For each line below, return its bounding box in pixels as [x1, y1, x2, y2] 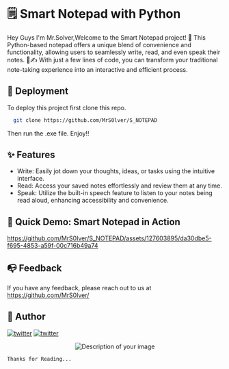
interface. [16, 175, 44, 183]
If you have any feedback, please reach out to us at [7, 284, 152, 292]
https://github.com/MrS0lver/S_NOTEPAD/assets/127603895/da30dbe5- [7, 234, 212, 242]
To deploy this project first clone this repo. [7, 103, 126, 112]
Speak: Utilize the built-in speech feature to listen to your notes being [16, 189, 213, 197]
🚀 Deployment [7, 86, 68, 97]
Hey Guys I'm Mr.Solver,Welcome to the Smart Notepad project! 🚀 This [7, 33, 206, 42]
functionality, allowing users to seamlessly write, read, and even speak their [7, 48, 221, 56]
